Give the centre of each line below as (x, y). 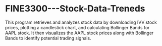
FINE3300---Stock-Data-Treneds (75, 9)
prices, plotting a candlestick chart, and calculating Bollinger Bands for (77, 27)
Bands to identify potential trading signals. (48, 38)
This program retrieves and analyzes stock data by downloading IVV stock (81, 22)
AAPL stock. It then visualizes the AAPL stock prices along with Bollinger (79, 33)
